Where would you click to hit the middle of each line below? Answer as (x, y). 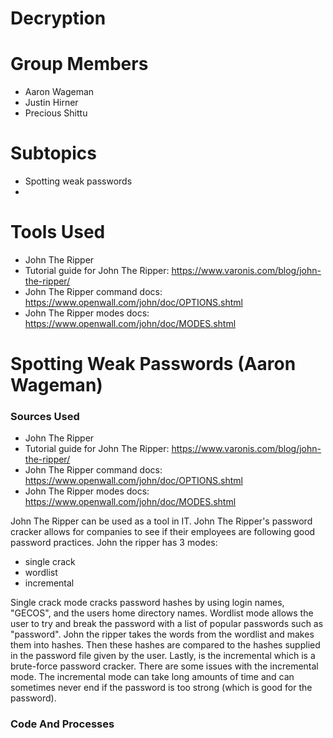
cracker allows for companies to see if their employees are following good (163, 532)
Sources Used (45, 417)
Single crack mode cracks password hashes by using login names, (147, 603)
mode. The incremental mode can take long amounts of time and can (152, 677)
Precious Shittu (56, 113)
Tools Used (58, 232)
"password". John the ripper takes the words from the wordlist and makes (162, 634)
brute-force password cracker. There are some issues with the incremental (164, 666)
